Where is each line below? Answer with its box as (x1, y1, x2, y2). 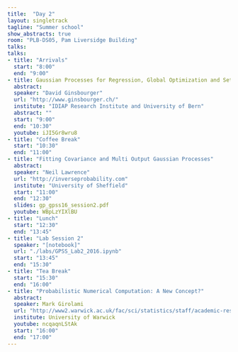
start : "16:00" (13, 327, 59, 334)
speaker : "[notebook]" (13, 241, 81, 248)
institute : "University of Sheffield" (13, 182, 129, 189)
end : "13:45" (13, 228, 52, 235)
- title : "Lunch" (7, 215, 59, 222)
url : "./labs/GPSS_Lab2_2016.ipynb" (13, 248, 122, 255)
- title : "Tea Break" (7, 268, 72, 275)
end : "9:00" (13, 70, 50, 77)
